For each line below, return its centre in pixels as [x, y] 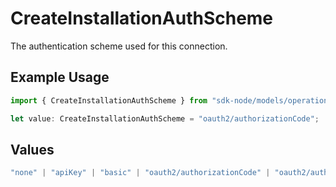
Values [32, 149]
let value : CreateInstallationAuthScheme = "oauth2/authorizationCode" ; [165, 118]
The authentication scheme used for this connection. [119, 46]
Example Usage [60, 77]
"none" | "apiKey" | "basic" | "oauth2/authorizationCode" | [140, 173]
